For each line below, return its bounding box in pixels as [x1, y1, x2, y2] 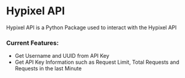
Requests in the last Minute [14, 65, 82, 72]
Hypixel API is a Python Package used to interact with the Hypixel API [6, 24, 177, 31]
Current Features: [6, 39, 59, 47]
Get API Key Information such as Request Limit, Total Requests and [14, 58, 180, 66]
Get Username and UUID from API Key [14, 52, 109, 60]
